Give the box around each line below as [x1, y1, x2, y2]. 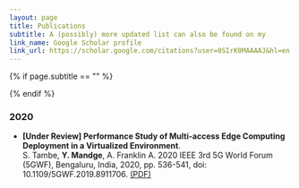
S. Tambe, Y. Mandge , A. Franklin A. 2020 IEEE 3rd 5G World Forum [21, 150, 273, 161]
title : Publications [9, 21, 87, 30]
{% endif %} [9, 89, 56, 99]
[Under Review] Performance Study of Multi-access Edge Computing [21, 131, 286, 141]
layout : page [9, 13, 58, 22]
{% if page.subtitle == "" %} [9, 71, 114, 81]
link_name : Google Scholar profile [9, 38, 142, 47]
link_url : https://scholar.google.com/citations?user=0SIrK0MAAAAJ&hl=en [9, 47, 291, 56]
